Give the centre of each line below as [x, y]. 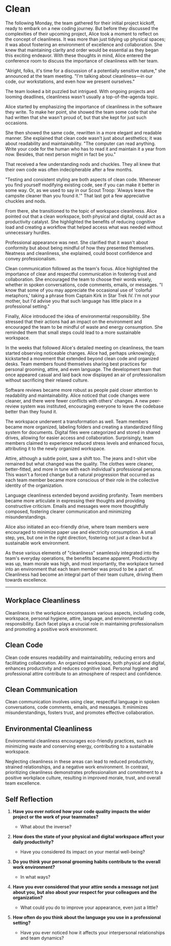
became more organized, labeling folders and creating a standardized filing [84, 427]
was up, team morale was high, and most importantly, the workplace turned [84, 563]
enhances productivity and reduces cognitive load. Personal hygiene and [82, 668]
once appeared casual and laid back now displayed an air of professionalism [85, 375]
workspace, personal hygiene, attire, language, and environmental [75, 618]
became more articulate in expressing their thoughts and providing [75, 500]
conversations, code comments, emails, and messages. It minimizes [77, 707]
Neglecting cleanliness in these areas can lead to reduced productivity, [80, 762]
